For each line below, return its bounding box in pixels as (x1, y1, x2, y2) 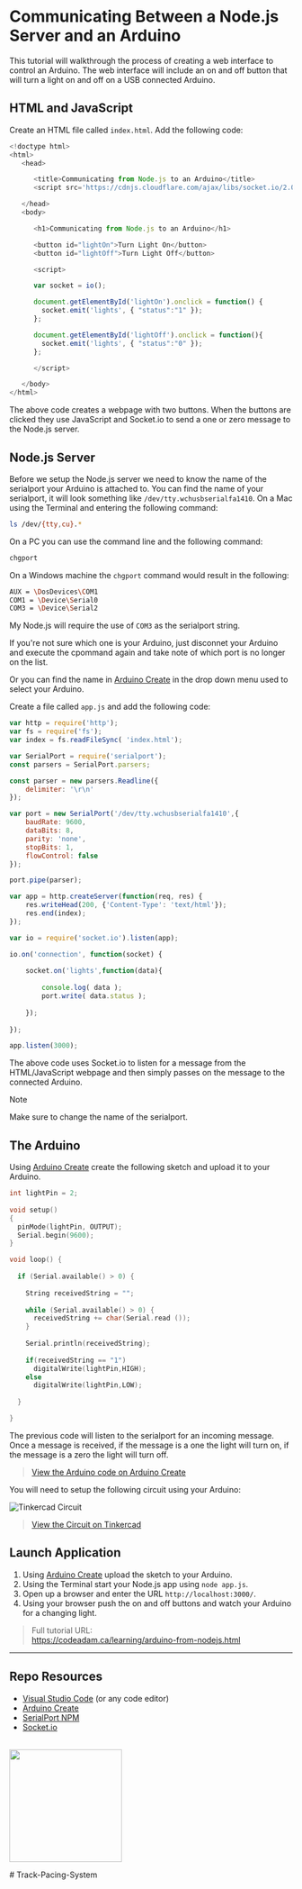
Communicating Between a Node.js (9, 6, 280, 27)
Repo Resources (9, 1669, 103, 1685)
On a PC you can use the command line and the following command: (9, 536, 263, 547)
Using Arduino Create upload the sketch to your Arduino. (22, 1569, 233, 1580)
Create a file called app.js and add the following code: (9, 701, 211, 713)
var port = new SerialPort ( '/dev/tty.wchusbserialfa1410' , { (9, 809, 240, 819)
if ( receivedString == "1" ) (25, 1356, 127, 1365)
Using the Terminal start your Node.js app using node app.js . (22, 1578, 249, 1589)
